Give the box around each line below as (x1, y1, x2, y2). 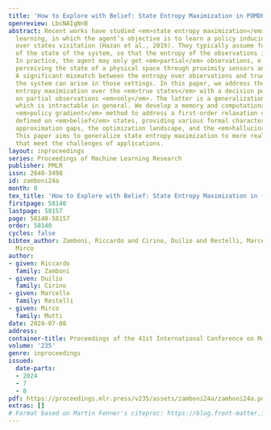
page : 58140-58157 (8, 215, 70, 223)
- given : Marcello (8, 290, 70, 298)
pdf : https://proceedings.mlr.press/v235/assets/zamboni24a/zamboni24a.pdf (8, 395, 269, 403)
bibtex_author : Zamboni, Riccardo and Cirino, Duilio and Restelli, (8, 237, 244, 245)
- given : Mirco (8, 304, 60, 312)
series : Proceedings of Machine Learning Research (8, 154, 182, 162)
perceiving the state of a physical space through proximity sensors (15, 65, 254, 73)
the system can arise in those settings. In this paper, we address (15, 79, 251, 87)
